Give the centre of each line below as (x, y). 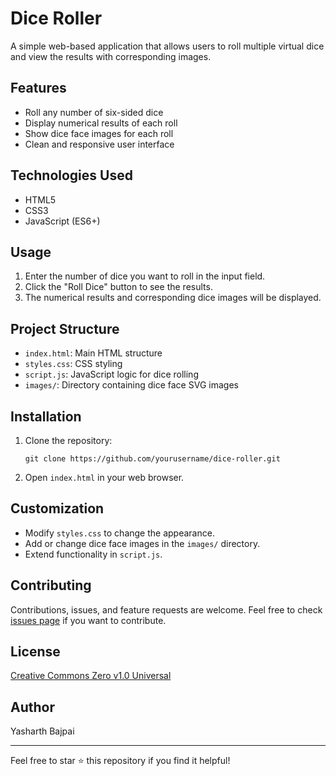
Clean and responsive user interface (99, 144)
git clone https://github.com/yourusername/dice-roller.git (152, 459)
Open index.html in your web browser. (104, 477)
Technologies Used (71, 175)
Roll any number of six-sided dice (94, 112)
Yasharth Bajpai (42, 731)
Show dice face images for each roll (99, 133)
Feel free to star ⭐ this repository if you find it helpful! (120, 761)
